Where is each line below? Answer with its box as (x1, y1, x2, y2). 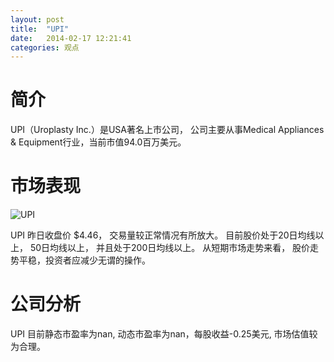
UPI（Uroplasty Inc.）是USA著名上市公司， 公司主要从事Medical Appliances (10, 124, 325, 136)
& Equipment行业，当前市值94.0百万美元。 (10, 136, 187, 148)
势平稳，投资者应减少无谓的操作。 (10, 254, 151, 266)
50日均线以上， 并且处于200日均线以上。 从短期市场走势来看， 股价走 (29, 242, 320, 254)
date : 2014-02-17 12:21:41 (10, 33, 132, 43)
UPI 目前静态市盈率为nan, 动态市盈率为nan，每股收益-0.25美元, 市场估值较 (10, 328, 318, 340)
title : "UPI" (10, 24, 70, 34)
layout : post (10, 14, 65, 25)
